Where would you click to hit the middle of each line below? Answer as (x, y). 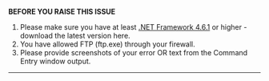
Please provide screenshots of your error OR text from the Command (134, 53)
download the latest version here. (75, 36)
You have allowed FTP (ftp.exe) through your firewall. (108, 44)
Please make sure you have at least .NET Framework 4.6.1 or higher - (133, 27)
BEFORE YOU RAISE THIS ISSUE (62, 12)
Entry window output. (55, 61)
